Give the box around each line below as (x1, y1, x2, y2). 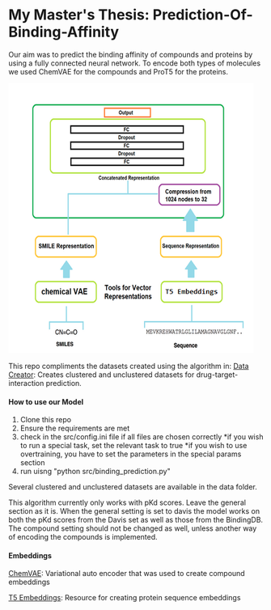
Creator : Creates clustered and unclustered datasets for (8, 370, 195, 379)
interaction (8, 378, 44, 388)
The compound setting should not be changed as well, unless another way (8, 523, 257, 533)
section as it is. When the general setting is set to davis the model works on (8, 506, 260, 516)
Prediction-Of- (152, 6, 253, 24)
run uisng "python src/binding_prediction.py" (19, 467, 171, 477)
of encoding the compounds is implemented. (8, 532, 158, 542)
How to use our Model (8, 396, 84, 406)
